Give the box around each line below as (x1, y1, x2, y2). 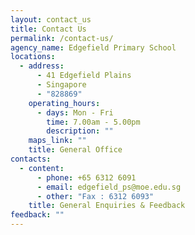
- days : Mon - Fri (36, 107, 114, 118)
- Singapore (36, 80, 87, 90)
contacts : (10, 154, 52, 164)
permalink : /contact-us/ (10, 33, 114, 43)
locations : (10, 52, 56, 62)
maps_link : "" (28, 136, 87, 146)
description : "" (46, 126, 114, 136)
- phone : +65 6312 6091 (36, 172, 137, 183)
